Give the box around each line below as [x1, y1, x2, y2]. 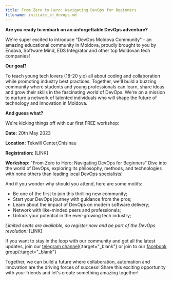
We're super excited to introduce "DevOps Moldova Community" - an [5, 36, 152, 43]
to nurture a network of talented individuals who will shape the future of [5, 95, 157, 101]
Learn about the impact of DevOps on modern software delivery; [12, 201, 150, 208]
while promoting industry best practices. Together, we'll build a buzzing [5, 78, 157, 84]
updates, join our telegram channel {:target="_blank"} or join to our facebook [5, 243, 167, 249]
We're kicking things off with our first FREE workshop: [5, 120, 120, 126]
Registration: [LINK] [5, 149, 49, 156]
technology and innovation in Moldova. [5, 100, 88, 106]
